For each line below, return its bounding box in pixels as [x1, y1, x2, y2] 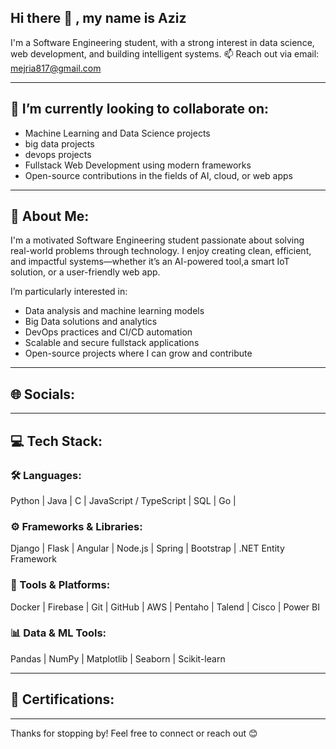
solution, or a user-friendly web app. [10, 266, 161, 278]
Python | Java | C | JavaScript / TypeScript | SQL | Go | [10, 494, 237, 506]
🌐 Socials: [10, 386, 76, 403]
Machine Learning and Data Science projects [24, 127, 211, 139]
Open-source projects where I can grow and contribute [24, 347, 253, 360]
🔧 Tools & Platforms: [10, 578, 111, 592]
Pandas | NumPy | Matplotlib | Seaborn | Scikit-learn [10, 652, 226, 665]
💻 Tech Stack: [10, 432, 103, 450]
